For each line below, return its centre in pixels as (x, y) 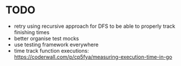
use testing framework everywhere (56, 45)
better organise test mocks (47, 38)
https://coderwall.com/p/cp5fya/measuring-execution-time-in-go (93, 57)
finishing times (32, 32)
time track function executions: (51, 50)
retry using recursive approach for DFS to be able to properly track (95, 26)
